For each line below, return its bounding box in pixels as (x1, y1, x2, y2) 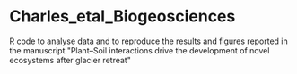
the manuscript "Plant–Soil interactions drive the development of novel (9, 45, 270, 55)
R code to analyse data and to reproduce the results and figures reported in (9, 36, 289, 46)
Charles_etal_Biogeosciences (9, 6, 236, 27)
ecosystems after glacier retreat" (9, 54, 132, 65)
